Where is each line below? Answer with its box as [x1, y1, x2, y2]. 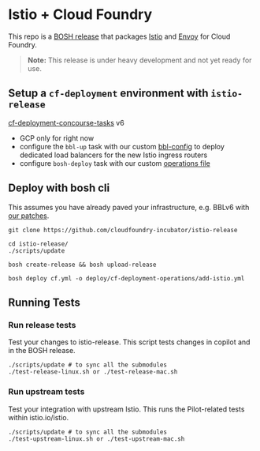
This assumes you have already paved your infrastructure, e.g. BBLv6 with [8, 202, 250, 212]
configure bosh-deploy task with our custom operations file [19, 158, 210, 167]
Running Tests [8, 295, 80, 309]
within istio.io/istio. [8, 412, 69, 422]
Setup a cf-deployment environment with [8, 87, 209, 100]
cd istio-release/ [8, 239, 69, 248]
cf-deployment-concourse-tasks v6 [8, 118, 124, 127]
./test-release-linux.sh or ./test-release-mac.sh [8, 368, 178, 376]
